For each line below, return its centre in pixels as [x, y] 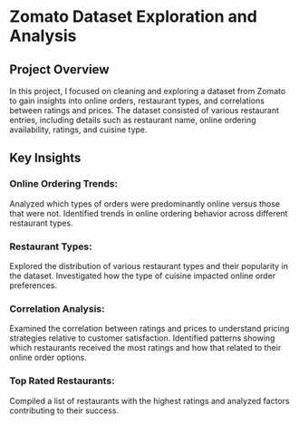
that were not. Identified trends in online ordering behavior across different [149, 213]
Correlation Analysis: [57, 308]
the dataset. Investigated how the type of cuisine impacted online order [143, 275]
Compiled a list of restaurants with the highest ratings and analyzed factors [149, 401]
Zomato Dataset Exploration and [134, 17]
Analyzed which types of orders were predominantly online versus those [145, 203]
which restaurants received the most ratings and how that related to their [145, 348]
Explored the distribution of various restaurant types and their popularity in [149, 266]
